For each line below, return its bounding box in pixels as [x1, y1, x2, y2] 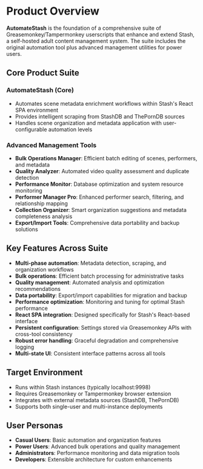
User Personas [6, 420, 64, 431]
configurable [15, 126, 47, 133]
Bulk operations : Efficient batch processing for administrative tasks [15, 272, 184, 279]
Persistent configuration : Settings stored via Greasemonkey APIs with [15, 324, 192, 331]
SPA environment [15, 106, 59, 114]
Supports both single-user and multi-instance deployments [15, 403, 163, 410]
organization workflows [15, 265, 74, 273]
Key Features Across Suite [6, 243, 108, 253]
